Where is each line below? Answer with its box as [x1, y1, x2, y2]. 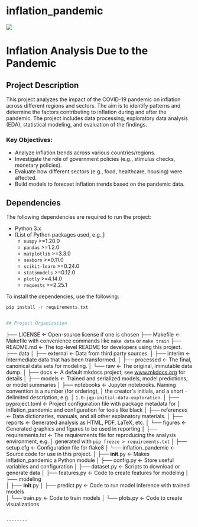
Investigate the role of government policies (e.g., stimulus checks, [14, 156, 176, 163]
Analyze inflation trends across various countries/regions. [14, 149, 155, 156]
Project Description [6, 80, 79, 90]
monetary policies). [14, 161, 62, 169]
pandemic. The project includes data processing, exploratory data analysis [6, 114, 188, 122]
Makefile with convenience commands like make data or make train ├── [6, 337, 182, 344]
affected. [14, 174, 37, 182]
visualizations [6, 500, 40, 507]
